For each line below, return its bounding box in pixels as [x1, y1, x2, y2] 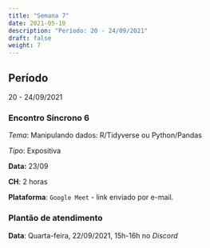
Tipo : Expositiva [8, 146, 61, 156]
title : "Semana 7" [8, 11, 69, 20]
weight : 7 [8, 42, 42, 50]
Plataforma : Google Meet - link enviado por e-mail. [8, 193, 174, 202]
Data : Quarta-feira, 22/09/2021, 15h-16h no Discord [8, 230, 178, 240]
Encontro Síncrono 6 [8, 112, 90, 123]
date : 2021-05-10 [8, 19, 66, 27]
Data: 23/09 [8, 162, 49, 171]
